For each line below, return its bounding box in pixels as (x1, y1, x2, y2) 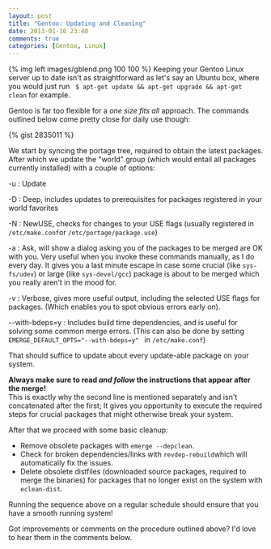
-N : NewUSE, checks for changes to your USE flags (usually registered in (8, 219, 255, 229)
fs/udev (8, 271, 35, 279)
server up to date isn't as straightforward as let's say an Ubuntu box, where (8, 73, 260, 83)
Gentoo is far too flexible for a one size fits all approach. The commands (8, 106, 249, 116)
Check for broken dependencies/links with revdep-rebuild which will (19, 449, 248, 459)
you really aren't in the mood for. (8, 277, 117, 288)
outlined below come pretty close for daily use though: (8, 114, 191, 124)
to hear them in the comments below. (8, 533, 133, 543)
